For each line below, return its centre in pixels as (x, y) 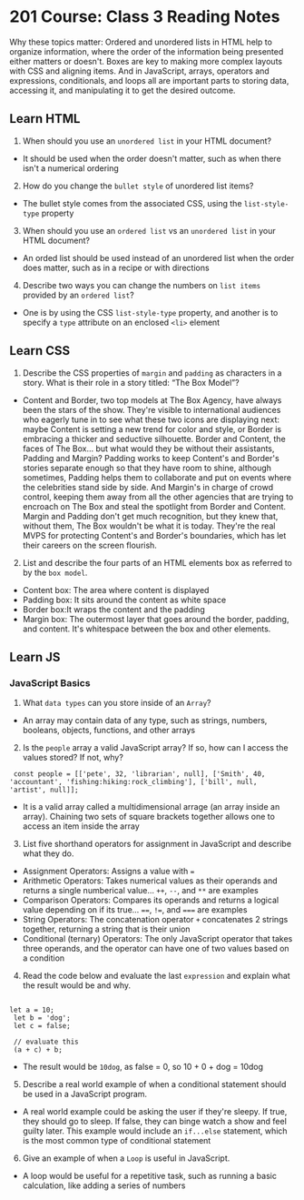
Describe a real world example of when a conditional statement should (154, 1084)
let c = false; (42, 1026)
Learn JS (35, 657)
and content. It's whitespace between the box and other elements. (147, 629)
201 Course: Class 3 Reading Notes (145, 17)
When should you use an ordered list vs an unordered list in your (149, 230)
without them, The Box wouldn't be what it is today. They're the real (149, 526)
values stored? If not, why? (73, 758)
